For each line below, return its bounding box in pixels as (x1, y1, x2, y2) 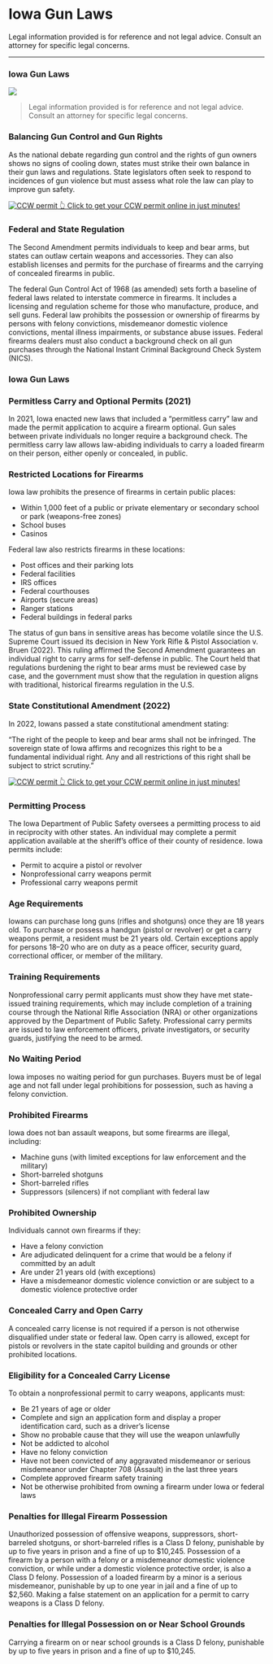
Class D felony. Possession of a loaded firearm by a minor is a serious (8, 1572, 242, 1583)
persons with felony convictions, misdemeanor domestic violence (8, 318, 228, 328)
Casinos (19, 529, 48, 539)
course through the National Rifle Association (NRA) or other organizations (8, 1007, 258, 1017)
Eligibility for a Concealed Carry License (8, 1369, 171, 1381)
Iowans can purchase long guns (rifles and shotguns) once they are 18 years (8, 916, 265, 926)
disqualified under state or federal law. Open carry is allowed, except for (8, 1332, 250, 1342)
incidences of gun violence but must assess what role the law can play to (8, 176, 254, 186)
